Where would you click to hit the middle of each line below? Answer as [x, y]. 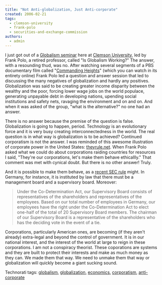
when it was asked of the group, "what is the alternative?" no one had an [77, 106]
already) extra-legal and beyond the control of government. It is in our [74, 237]
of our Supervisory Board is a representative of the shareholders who [86, 217]
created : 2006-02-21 [26, 14]
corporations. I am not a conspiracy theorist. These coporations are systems [81, 247]
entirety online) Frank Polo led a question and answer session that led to [77, 75]
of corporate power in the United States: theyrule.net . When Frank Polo [76, 147]
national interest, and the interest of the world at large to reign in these [75, 242]
